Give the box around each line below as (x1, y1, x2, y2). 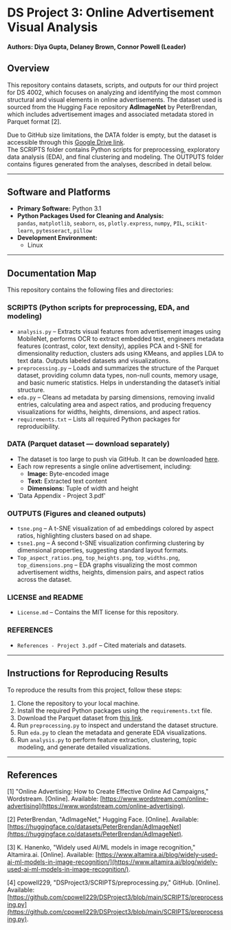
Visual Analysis (7, 19, 98, 35)
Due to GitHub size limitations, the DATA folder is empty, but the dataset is (7, 131, 217, 139)
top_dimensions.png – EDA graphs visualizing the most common (16, 561, 197, 569)
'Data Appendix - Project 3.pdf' (16, 491, 106, 499)
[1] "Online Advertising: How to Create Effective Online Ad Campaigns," (7, 788, 209, 796)
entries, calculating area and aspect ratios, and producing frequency (16, 400, 212, 409)
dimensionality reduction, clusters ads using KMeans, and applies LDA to (16, 349, 224, 357)
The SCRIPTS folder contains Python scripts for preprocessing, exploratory (7, 145, 220, 153)
